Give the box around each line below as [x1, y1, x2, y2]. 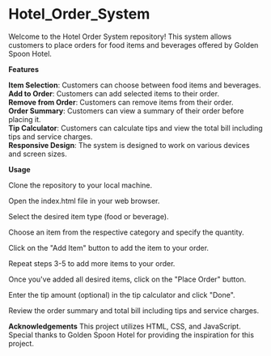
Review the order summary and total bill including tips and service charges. [8, 305, 260, 316]
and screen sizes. [8, 149, 67, 159]
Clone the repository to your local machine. [8, 180, 153, 190]
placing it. [8, 114, 42, 124]
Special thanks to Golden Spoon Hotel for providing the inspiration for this [8, 329, 255, 340]
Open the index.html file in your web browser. [8, 196, 160, 206]
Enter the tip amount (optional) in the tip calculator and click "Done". [8, 290, 236, 299]
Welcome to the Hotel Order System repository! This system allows [8, 32, 232, 41]
